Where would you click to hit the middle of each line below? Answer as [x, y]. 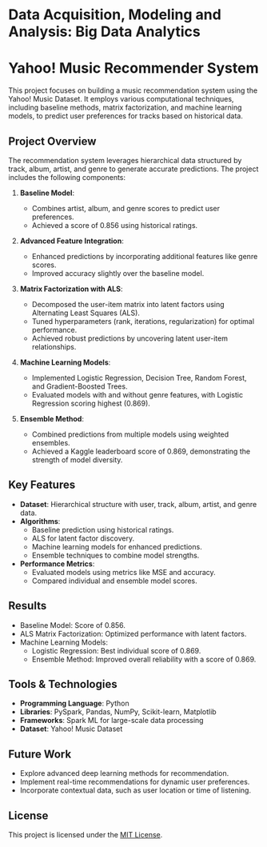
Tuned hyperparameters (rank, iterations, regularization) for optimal [143, 321]
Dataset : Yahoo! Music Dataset [71, 729]
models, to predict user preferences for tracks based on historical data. [126, 116]
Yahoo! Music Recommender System [133, 68]
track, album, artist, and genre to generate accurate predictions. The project [133, 169]
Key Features [42, 485]
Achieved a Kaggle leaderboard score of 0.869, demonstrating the [141, 451]
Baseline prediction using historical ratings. [103, 529]
